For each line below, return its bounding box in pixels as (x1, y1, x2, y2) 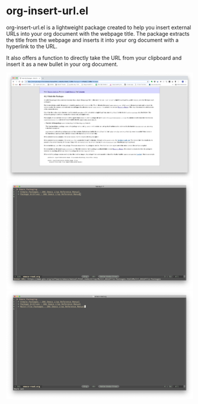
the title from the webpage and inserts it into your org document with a (6, 36, 179, 43)
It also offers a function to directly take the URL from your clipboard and (6, 54, 182, 61)
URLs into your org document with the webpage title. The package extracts (6, 30, 190, 37)
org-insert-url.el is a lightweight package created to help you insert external (6, 24, 191, 31)
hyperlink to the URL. (6, 43, 58, 50)
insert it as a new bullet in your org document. (6, 61, 119, 68)
